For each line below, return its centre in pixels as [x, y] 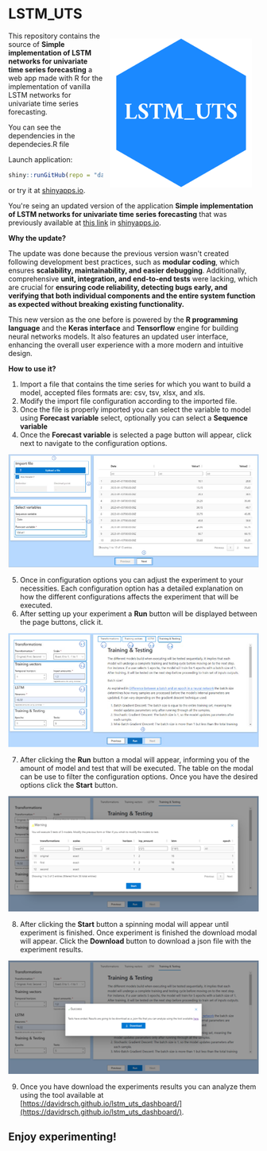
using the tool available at [62, 1095]
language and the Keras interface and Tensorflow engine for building [124, 327]
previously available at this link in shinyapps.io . [85, 223]
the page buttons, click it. [61, 622]
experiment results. [51, 949]
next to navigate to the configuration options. [93, 443]
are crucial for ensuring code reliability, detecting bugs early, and [118, 287]
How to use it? [32, 368]
